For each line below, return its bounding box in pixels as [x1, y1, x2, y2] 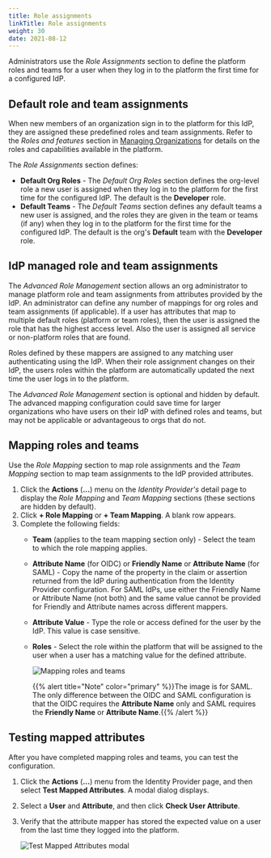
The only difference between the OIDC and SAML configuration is [32, 690, 252, 700]
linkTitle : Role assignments [8, 19, 107, 27]
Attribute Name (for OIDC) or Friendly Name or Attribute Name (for [32, 559, 260, 568]
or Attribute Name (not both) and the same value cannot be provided [32, 593, 261, 602]
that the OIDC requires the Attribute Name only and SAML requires [32, 699, 256, 708]
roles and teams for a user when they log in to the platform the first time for [8, 66, 260, 75]
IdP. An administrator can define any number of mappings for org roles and [8, 298, 259, 307]
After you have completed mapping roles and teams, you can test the [8, 752, 239, 762]
